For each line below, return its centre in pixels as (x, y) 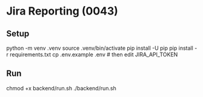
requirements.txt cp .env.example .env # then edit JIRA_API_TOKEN (94, 55)
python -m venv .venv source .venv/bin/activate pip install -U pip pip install (100, 48)
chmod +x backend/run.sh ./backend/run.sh (62, 88)
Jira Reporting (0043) (62, 11)
